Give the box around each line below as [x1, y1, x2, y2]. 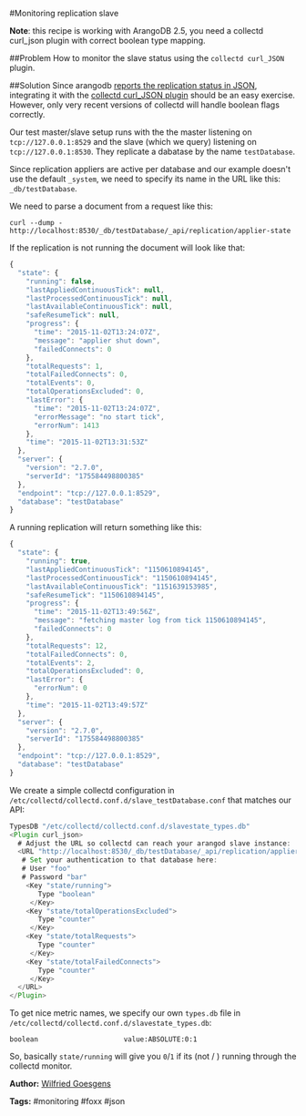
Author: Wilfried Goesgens [9, 1079, 111, 1090]
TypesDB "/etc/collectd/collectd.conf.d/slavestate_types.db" [9, 822, 250, 831]
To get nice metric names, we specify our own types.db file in [9, 1008, 241, 1019]
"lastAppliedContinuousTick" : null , [25, 285, 166, 294]
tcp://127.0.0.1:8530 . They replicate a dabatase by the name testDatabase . [9, 146, 296, 157]
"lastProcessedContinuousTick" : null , [25, 293, 173, 303]
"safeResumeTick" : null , [25, 311, 120, 320]
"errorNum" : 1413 [33, 421, 100, 430]
